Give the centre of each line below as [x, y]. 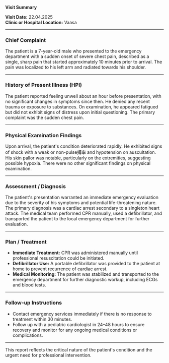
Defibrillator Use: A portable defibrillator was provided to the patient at [86, 264]
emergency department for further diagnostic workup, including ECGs [85, 280]
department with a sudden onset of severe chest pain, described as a [77, 56]
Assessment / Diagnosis [36, 186]
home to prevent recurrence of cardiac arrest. [60, 269]
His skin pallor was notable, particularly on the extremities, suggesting [78, 158]
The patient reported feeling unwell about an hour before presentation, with [83, 96]
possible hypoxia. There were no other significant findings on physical [78, 163]
